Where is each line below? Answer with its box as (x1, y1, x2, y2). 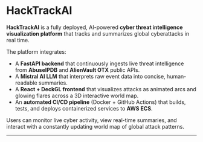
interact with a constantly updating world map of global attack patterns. (6, 123, 185, 130)
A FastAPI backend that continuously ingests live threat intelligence (14, 60, 184, 67)
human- (166, 73, 187, 80)
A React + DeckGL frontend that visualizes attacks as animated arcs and (14, 85, 196, 92)
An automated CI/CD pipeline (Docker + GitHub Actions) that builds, (14, 98, 186, 106)
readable (14, 79, 37, 86)
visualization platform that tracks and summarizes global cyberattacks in (6, 30, 189, 37)
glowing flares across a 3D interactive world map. (14, 92, 139, 99)
